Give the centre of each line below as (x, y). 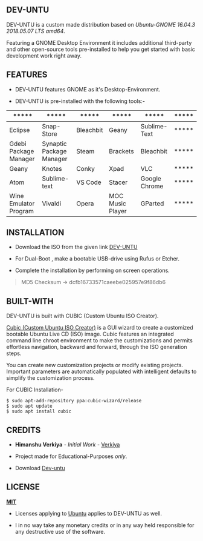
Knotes (52, 168)
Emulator (22, 204)
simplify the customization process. (50, 378)
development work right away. (44, 55)
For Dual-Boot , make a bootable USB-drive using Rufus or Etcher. (97, 259)
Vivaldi (52, 204)
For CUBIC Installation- (35, 390)
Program (22, 211)
